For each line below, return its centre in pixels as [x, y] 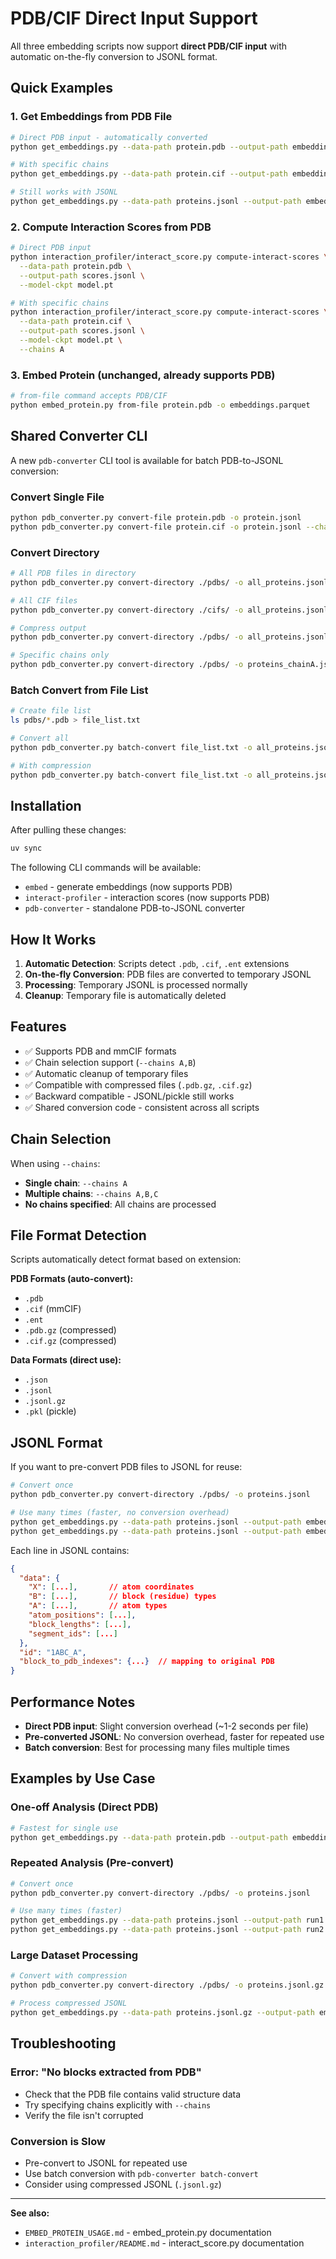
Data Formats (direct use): [66, 1360]
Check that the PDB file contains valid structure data [133, 2094]
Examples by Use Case [83, 1778]
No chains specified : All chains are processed [120, 1204]
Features [38, 1027]
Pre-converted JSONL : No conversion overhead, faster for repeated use [174, 1736]
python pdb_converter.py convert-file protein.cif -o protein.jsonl [156, 527]
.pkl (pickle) [50, 1411]
